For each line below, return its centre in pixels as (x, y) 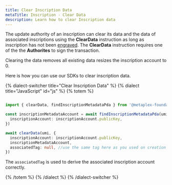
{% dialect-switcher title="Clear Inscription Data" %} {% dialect (72, 86)
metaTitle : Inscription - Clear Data (46, 15)
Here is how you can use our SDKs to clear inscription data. (68, 76)
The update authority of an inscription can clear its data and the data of (81, 34)
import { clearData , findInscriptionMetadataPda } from (66, 105)
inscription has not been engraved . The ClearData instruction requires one (84, 45)
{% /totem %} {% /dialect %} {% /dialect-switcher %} (62, 177)
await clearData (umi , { (31, 133)
